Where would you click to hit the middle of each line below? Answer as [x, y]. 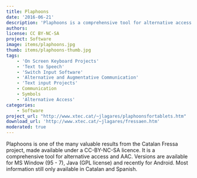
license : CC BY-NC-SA [33, 34]
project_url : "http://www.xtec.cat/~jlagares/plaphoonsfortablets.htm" [96, 116]
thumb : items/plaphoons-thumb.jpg [49, 50]
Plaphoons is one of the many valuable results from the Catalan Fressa [92, 144]
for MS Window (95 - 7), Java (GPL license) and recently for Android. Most [97, 163]
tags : [13, 56]
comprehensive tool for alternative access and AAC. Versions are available [97, 156]
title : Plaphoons [28, 12]
